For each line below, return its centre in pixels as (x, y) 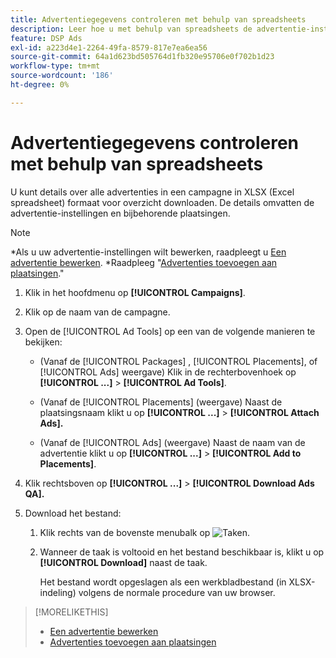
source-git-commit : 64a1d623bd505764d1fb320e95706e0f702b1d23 (142, 57)
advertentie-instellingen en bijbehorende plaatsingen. (120, 213)
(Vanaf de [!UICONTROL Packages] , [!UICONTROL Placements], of (178, 361)
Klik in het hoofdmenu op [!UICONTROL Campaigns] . (135, 292)
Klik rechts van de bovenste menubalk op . (145, 532)
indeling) (58, 592)
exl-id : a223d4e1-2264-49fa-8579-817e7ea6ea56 (109, 47)
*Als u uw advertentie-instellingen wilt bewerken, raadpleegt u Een (148, 252)
